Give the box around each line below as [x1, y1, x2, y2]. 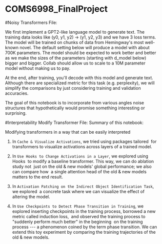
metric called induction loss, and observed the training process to [12, 213, 145, 219]
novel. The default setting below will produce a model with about [19, 44, 150, 50]
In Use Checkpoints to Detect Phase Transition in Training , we [12, 203, 144, 209]
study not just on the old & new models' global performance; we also [12, 163, 152, 169]
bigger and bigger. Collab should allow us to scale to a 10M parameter [5, 60, 145, 66]
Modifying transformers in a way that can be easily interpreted [5, 129, 131, 135]
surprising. [5, 110, 27, 116]
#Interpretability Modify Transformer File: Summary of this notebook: [5, 120, 144, 125]
